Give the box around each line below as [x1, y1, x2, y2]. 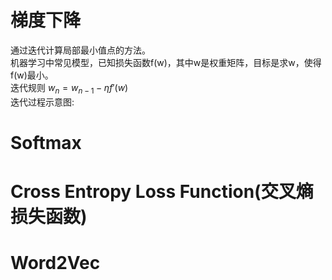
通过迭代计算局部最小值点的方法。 [10, 44, 151, 56]
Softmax [10, 131, 82, 154]
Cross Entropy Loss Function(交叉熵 [10, 181, 314, 203]
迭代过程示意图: [10, 96, 75, 108]
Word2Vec [10, 252, 101, 275]
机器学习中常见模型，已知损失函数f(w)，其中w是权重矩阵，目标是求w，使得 [10, 56, 322, 68]
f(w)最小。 [10, 69, 54, 81]
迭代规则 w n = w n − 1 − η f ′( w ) [10, 81, 129, 96]
